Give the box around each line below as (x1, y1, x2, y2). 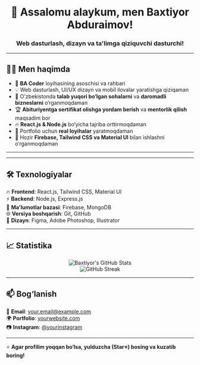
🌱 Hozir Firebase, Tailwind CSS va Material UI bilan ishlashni (14, 134, 165, 141)
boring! (6, 351, 25, 359)
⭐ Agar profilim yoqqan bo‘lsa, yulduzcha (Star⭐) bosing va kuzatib (6, 343, 176, 350)
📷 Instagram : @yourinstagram (6, 323, 83, 330)
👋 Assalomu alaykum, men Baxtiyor (11, 5, 189, 19)
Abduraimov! (67, 18, 133, 32)
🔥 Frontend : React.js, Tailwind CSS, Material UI (6, 188, 122, 195)
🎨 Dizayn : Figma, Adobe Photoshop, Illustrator (6, 217, 120, 224)
